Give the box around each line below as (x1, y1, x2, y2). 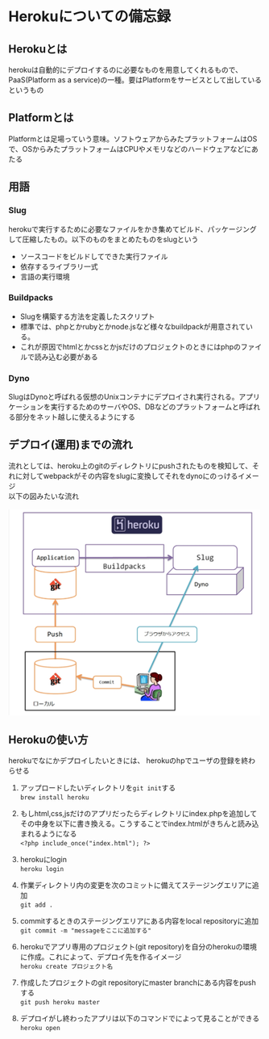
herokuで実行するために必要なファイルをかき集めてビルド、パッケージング (8, 224, 257, 234)
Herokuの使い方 (8, 733, 89, 747)
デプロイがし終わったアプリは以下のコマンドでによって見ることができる (19, 1014, 260, 1024)
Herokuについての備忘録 (8, 7, 172, 26)
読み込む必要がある (34, 352, 98, 362)
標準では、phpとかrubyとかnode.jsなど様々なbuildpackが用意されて (19, 321, 246, 331)
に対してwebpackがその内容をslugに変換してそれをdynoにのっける (14, 471, 238, 480)
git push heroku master (19, 999, 101, 1007)
